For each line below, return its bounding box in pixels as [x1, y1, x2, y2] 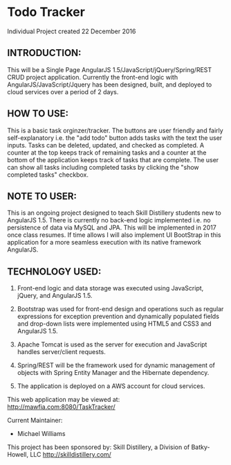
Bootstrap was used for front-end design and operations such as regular [17, 305, 224, 313]
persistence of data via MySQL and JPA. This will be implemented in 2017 [7, 223, 216, 232]
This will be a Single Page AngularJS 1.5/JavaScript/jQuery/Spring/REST [7, 65, 212, 73]
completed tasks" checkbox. [7, 170, 89, 179]
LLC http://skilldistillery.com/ [30, 450, 112, 459]
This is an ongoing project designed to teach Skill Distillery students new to [7, 209, 221, 217]
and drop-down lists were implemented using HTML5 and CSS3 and [17, 319, 212, 328]
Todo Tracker [7, 4, 85, 20]
